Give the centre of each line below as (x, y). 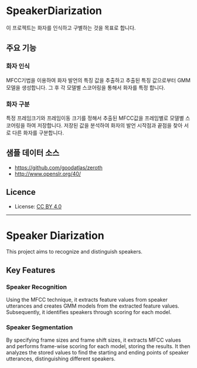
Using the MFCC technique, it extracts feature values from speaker (87, 300)
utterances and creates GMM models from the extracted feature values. (93, 306)
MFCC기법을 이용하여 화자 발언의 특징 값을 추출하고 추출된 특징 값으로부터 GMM (98, 80)
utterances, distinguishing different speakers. (61, 359)
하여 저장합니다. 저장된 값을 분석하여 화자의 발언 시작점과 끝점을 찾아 (104, 125)
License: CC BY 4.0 (38, 206)
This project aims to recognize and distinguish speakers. (74, 252)
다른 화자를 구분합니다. (38, 133)
